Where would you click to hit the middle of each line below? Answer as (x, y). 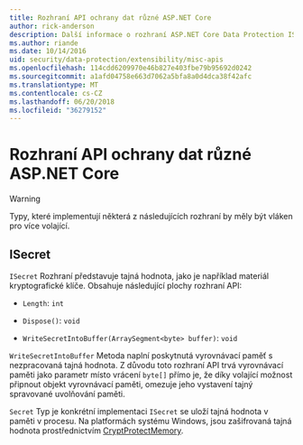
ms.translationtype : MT (54, 85)
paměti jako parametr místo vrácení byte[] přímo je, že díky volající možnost (151, 375)
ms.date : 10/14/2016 (48, 51)
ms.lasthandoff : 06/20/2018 (62, 102)
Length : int (43, 303)
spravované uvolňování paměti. (67, 394)
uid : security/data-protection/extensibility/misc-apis (116, 60)
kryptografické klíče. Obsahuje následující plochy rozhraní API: (126, 286)
